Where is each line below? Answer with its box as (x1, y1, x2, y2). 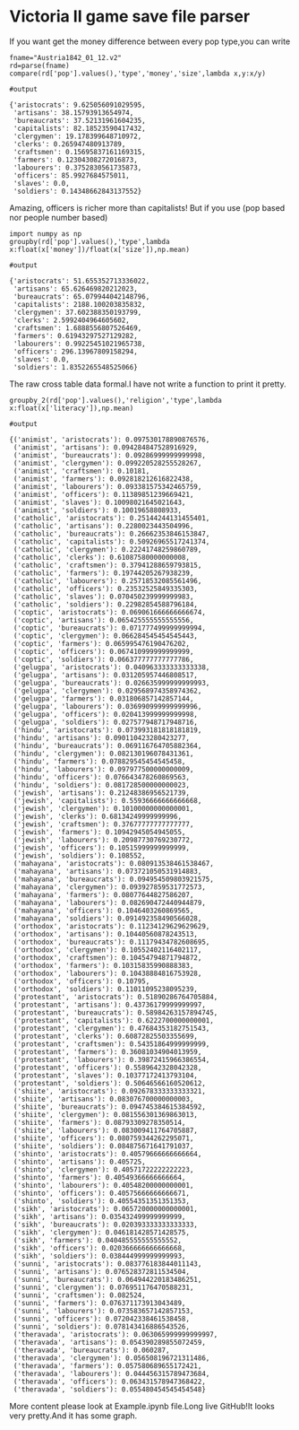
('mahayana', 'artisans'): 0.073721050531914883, (13, 867, 202, 876)
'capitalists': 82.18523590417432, (13, 124, 146, 133)
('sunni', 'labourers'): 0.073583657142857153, (13, 1306, 194, 1315)
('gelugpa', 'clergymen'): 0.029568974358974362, (13, 686, 202, 695)
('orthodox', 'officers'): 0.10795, (13, 976, 150, 986)
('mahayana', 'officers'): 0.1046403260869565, (13, 906, 194, 915)
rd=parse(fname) (9, 61, 70, 70)
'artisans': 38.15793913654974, (13, 108, 134, 118)
